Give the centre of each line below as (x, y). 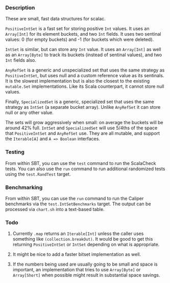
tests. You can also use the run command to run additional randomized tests (85, 169)
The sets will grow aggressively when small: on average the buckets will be (84, 123)
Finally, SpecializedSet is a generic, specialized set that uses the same (80, 102)
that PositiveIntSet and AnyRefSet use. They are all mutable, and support (82, 133)
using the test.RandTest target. (38, 174)
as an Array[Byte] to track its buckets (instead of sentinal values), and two (84, 55)
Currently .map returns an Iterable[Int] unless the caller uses (78, 233)
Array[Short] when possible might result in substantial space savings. (86, 275)
